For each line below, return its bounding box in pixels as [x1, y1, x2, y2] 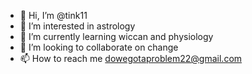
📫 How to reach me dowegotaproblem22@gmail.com [19, 53, 243, 64]
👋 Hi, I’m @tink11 [19, 10, 88, 21]
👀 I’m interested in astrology [19, 20, 136, 32]
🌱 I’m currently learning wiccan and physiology [19, 31, 214, 42]
